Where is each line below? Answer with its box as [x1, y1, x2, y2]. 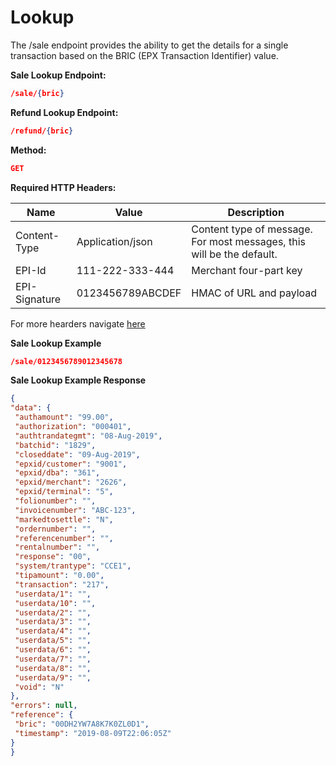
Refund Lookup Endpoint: [10, 106, 119, 118]
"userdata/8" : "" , [14, 663, 92, 673]
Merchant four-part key [191, 263, 303, 277]
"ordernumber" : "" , [14, 524, 97, 534]
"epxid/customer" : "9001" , [14, 459, 128, 469]
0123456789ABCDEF [76, 286, 182, 300]
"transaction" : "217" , [14, 579, 110, 590]
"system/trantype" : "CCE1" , [14, 561, 132, 571]
